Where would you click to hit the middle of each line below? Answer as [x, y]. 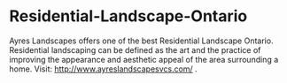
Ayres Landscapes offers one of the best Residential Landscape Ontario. [141, 41]
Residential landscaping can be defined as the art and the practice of [135, 49]
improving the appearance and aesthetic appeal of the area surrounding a [144, 59]
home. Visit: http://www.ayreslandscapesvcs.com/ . [103, 69]
